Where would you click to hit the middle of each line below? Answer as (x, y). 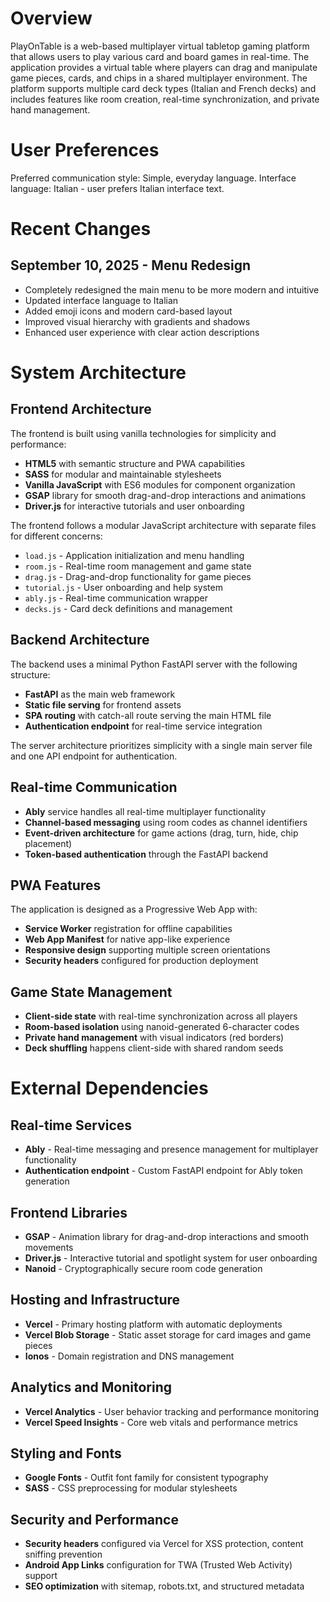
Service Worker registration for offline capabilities (128, 929)
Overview (51, 18)
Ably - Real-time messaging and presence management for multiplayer (171, 1149)
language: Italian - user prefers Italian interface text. (117, 188)
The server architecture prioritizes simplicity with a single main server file (161, 745)
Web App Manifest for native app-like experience (127, 939)
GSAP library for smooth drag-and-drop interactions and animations (165, 495)
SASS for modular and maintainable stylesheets (123, 474)
